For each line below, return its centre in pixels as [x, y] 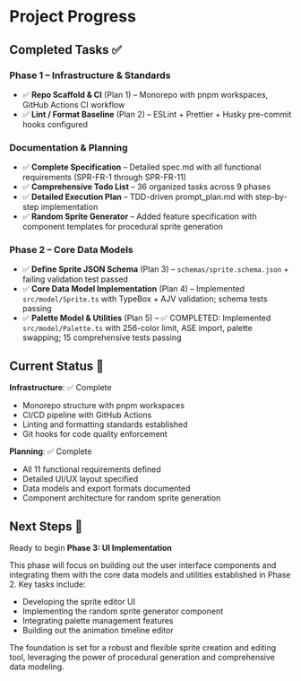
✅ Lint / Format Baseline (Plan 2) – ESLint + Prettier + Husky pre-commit [157, 114]
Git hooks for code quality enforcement [95, 434]
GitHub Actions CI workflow [73, 104]
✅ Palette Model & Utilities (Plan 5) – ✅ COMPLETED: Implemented [146, 318]
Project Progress [73, 17]
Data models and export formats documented [106, 489]
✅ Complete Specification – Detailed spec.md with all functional [142, 167]
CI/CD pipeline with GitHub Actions [87, 415]
